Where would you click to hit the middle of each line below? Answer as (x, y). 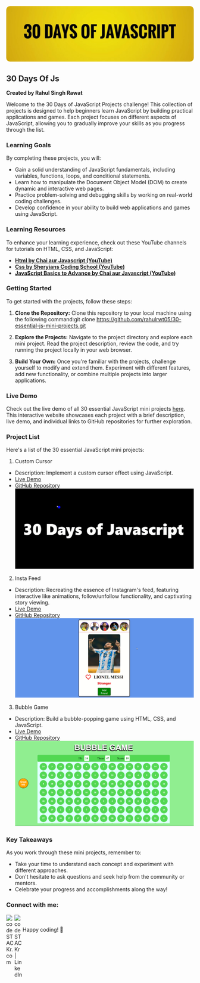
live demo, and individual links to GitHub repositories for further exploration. (99, 421)
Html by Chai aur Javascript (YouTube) (64, 260)
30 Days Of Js (33, 78)
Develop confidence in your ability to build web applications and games (102, 207)
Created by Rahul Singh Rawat (44, 92)
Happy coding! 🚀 (43, 929)
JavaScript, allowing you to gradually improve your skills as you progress (96, 123)
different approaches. (41, 870)
